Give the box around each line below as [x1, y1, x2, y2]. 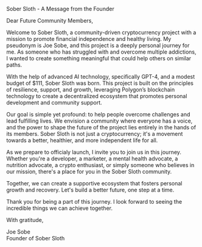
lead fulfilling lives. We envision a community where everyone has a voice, [6, 117, 193, 124]
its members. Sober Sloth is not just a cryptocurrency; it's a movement [6, 131, 183, 137]
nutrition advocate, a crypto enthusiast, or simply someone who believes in [6, 162, 195, 168]
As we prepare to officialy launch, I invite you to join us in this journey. [6, 149, 181, 156]
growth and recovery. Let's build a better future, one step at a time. [6, 186, 175, 193]
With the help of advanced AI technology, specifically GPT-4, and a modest [6, 73, 195, 80]
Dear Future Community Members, [6, 17, 93, 24]
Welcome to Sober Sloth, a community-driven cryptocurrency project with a [6, 29, 197, 36]
